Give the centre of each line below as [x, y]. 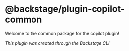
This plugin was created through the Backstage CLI [57, 43]
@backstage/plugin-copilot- [65, 9]
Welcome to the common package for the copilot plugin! [62, 33]
